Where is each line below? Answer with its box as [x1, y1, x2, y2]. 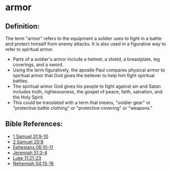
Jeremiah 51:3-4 [12, 150, 47, 156]
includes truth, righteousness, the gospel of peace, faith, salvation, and [12, 89, 163, 94]
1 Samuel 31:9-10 [12, 133, 48, 139]
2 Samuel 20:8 [12, 138, 44, 144]
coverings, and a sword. [12, 62, 64, 67]
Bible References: [5, 119, 63, 129]
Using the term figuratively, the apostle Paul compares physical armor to [12, 67, 165, 73]
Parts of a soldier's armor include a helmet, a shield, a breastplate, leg [12, 56, 160, 62]
